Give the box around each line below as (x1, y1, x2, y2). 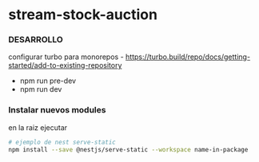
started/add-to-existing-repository (8, 61, 122, 70)
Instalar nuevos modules (8, 105, 106, 116)
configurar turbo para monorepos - (8, 52, 124, 61)
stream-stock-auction (8, 6, 158, 24)
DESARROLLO (8, 34, 64, 45)
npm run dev (19, 85, 62, 94)
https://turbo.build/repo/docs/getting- (125, 52, 250, 61)
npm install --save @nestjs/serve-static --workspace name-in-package (8, 145, 249, 153)
